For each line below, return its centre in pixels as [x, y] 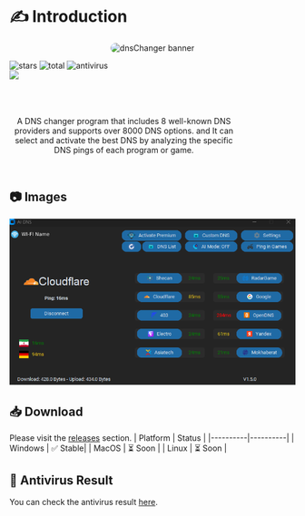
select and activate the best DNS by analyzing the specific [124, 140]
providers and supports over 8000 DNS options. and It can [124, 131]
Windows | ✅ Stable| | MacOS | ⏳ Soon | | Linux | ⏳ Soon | [118, 448]
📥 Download [46, 411]
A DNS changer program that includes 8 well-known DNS [124, 121]
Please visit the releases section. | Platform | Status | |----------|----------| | [152, 438]
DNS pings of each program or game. [124, 150]
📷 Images [39, 197]
